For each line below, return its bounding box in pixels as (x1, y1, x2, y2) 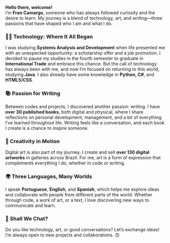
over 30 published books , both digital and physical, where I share (5, 109, 144, 115)
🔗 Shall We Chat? (5, 215, 48, 222)
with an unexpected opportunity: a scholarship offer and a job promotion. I (5, 50, 161, 56)
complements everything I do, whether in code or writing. (5, 160, 125, 166)
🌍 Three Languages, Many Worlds (5, 172, 92, 180)
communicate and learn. (5, 202, 56, 209)
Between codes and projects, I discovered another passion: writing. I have (5, 103, 160, 110)
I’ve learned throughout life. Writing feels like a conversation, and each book (5, 119, 165, 126)
